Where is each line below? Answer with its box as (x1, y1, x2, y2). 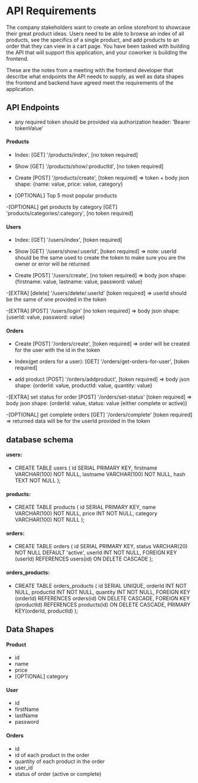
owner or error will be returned (14, 260, 90, 267)
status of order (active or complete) (14, 770, 102, 777)
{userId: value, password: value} (6, 313, 85, 321)
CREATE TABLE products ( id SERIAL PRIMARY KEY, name (14, 504, 157, 511)
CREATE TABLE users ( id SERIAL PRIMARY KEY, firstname (14, 464, 158, 471)
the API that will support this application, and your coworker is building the (6, 48, 187, 56)
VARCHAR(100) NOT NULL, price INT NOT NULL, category (14, 510, 158, 517)
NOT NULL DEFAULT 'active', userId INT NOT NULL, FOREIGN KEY (14, 549, 177, 556)
